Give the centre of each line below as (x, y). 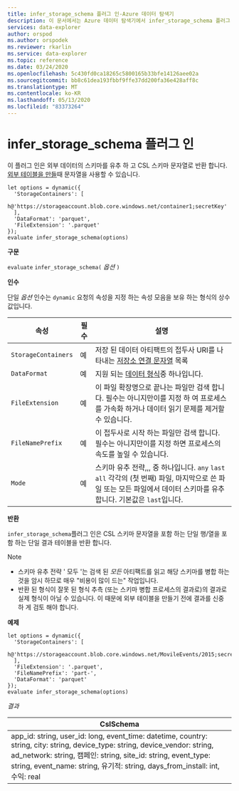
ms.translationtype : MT (43, 87)
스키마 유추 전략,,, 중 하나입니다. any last (160, 467)
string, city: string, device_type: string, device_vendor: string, (112, 745)
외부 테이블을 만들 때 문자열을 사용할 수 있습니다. (74, 174)
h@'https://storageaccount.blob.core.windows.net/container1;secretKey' (117, 206)
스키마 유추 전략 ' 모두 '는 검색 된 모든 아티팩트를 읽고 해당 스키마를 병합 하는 (123, 572)
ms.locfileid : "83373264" (46, 107)
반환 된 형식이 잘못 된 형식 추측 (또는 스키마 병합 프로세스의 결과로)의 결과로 (122, 589)
